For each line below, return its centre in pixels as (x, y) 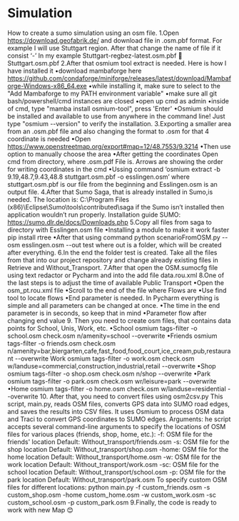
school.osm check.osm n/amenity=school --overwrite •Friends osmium (112, 336)
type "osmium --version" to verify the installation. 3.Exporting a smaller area (119, 123)
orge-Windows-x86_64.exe (47, 86)
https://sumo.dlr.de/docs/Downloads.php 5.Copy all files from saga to (110, 222)
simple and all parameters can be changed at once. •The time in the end (114, 305)
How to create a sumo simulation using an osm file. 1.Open (93, 33)
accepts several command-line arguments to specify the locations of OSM (117, 426)
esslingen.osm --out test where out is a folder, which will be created (121, 244)
